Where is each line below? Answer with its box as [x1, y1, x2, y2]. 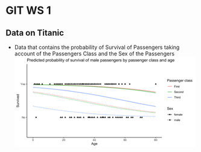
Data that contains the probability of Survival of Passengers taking [14, 43, 180, 51]
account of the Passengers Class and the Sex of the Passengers [14, 50, 175, 57]
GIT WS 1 [5, 4, 52, 17]
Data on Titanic [5, 28, 65, 38]
